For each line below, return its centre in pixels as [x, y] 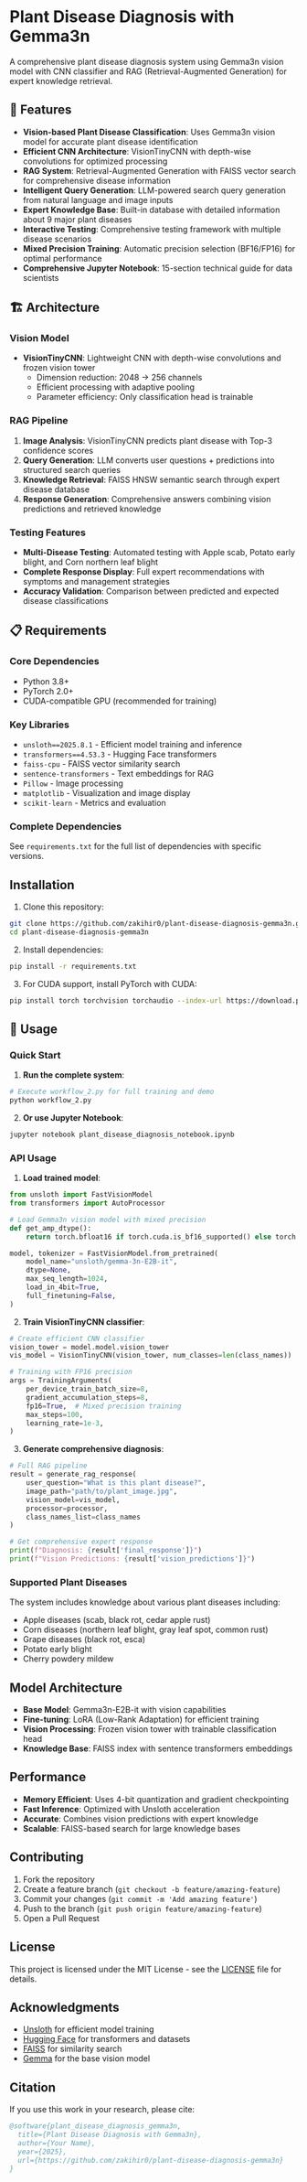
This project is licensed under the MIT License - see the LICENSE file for [145, 1969]
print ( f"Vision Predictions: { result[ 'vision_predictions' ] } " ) [132, 1559]
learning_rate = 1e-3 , [65, 1423]
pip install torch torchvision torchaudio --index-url [116, 1000]
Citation [33, 2087]
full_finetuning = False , [71, 1295]
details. [23, 1979]
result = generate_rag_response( [73, 1475]
